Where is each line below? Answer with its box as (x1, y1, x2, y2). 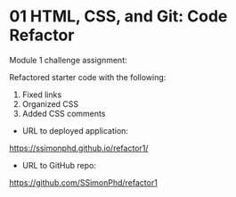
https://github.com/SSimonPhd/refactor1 (9, 176, 158, 188)
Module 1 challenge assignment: (9, 54, 127, 65)
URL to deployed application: (21, 125, 129, 135)
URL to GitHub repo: (21, 160, 96, 170)
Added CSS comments (21, 108, 106, 119)
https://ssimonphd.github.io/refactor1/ (9, 143, 149, 153)
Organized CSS (21, 98, 79, 109)
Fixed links (21, 89, 62, 100)
